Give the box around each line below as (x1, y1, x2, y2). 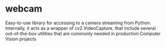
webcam (5, 3, 43, 15)
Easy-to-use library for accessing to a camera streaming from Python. (5, 20, 151, 26)
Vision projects (5, 36, 36, 42)
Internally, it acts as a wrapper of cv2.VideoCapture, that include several (5, 25, 156, 31)
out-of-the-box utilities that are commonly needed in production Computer (5, 30, 161, 36)
